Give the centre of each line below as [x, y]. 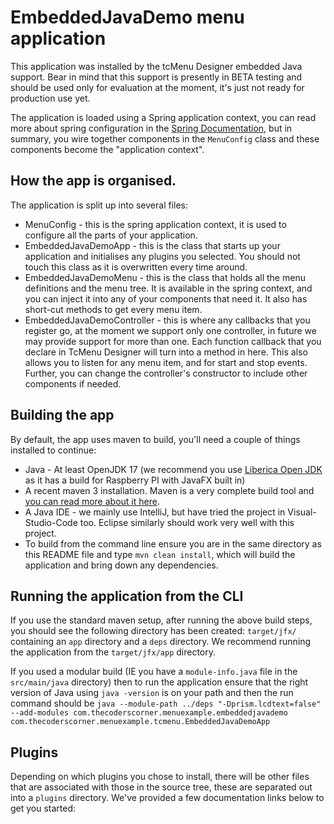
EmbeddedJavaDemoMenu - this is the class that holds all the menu [165, 277]
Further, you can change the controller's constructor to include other [166, 373]
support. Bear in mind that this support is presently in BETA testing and [156, 77]
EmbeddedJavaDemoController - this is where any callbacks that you [167, 320]
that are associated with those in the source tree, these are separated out [161, 787]
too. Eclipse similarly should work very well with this [187, 522]
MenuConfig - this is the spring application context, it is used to [155, 224]
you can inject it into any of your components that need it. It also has [166, 298]
